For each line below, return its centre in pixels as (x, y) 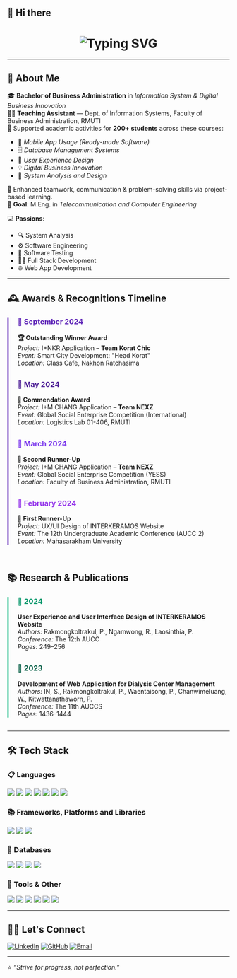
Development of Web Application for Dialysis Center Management (116, 684)
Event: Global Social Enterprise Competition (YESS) (92, 474)
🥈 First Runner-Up (44, 518)
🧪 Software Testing (45, 253)
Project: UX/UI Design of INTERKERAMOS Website (91, 526)
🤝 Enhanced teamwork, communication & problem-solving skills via (105, 190)
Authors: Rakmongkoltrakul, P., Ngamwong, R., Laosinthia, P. (105, 632)
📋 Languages (32, 774)
